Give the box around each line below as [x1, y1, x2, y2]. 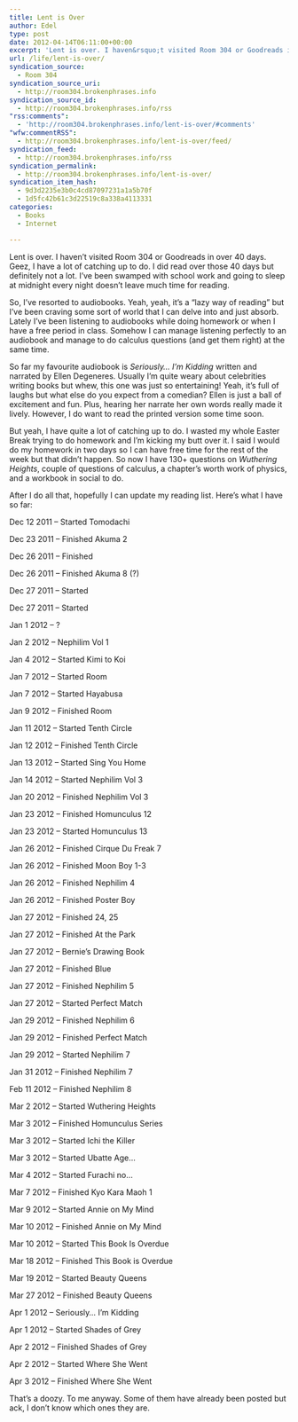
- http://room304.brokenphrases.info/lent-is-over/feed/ [17, 137, 232, 145]
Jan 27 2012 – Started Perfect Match [9, 997, 144, 1008]
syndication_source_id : [9, 95, 98, 105]
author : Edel [9, 21, 58, 30]
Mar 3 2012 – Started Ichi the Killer [9, 1135, 136, 1145]
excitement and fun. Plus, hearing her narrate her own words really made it [9, 398, 283, 409]
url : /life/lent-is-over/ [9, 54, 105, 63]
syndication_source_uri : [9, 79, 101, 88]
